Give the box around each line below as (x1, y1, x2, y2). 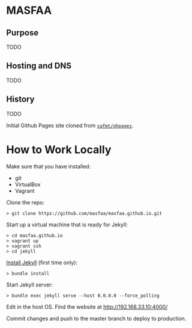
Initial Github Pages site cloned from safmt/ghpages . (6, 121, 134, 129)
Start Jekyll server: (6, 281, 53, 288)
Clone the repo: (6, 199, 45, 206)
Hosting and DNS (6, 61, 72, 71)
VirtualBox (14, 181, 41, 188)
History (6, 94, 35, 105)
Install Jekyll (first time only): (6, 259, 78, 266)
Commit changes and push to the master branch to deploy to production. (6, 315, 187, 322)
